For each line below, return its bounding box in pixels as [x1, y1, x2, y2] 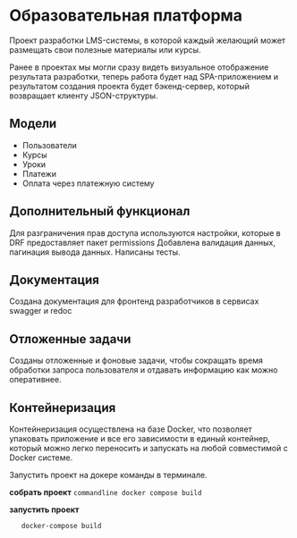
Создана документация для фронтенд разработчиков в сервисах [9, 296, 259, 307]
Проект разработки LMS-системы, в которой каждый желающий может [9, 35, 286, 46]
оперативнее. [9, 374, 62, 385]
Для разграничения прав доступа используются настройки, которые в [9, 227, 281, 238]
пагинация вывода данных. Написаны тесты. [9, 247, 181, 257]
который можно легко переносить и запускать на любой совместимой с [9, 443, 288, 453]
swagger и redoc [9, 306, 72, 316]
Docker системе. [9, 452, 73, 463]
